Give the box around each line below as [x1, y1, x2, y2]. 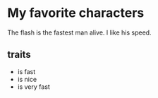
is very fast [17, 82, 51, 91]
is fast [17, 67, 36, 75]
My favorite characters [7, 5, 145, 21]
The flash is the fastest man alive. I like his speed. [7, 28, 152, 37]
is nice [17, 75, 37, 83]
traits [7, 49, 32, 61]
